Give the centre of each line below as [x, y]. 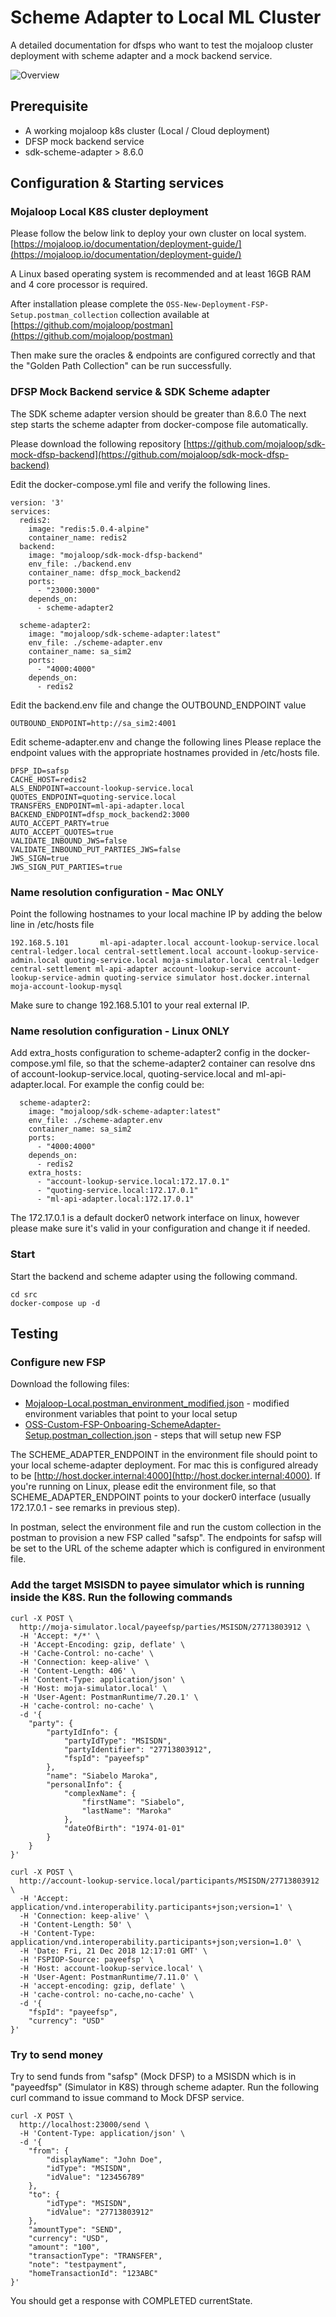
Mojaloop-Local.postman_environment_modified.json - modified [157, 1403]
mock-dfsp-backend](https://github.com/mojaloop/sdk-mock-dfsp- [150, 454]
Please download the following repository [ [98, 443]
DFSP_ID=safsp [40, 771]
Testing [34, 1334]
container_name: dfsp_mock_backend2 [105, 572]
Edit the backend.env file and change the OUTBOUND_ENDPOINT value [158, 705]
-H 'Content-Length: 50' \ [75, 1924]
